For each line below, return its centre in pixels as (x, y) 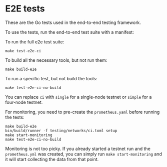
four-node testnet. (24, 102)
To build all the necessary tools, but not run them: (56, 60)
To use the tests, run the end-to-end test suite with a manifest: (69, 32)
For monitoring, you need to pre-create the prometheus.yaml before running (82, 112)
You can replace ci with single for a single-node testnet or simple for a (78, 97)
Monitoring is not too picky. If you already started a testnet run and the (78, 149)
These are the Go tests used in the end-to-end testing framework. (73, 22)
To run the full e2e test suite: (35, 42)
